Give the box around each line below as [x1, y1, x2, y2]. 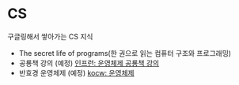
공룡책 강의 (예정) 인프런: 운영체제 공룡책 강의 [18, 58, 160, 68]
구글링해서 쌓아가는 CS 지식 [7, 31, 93, 41]
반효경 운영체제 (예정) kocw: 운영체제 [18, 68, 135, 77]
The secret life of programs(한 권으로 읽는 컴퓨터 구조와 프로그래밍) [18, 48, 231, 57]
